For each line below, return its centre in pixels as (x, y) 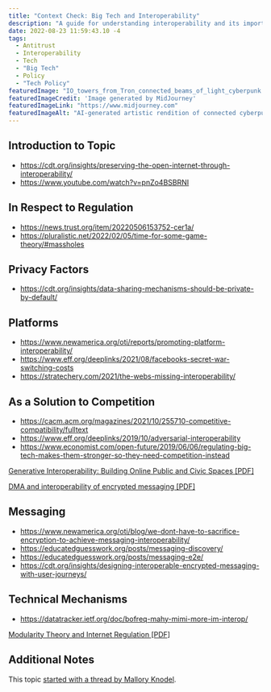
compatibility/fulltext (54, 430)
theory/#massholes (52, 244)
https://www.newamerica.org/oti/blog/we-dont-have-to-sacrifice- (130, 531)
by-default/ (39, 297)
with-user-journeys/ (53, 574)
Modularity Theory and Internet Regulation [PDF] (90, 634)
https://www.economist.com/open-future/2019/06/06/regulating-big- (135, 447)
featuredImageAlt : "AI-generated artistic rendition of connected (122, 114)
